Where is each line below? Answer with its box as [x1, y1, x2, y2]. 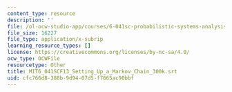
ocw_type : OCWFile [7, 55, 60, 62]
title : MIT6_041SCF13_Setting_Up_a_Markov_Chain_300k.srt [7, 68, 177, 75]
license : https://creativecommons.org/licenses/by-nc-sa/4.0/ [7, 49, 190, 56]
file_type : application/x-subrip [7, 36, 104, 43]
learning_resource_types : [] [7, 42, 91, 49]
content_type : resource [7, 10, 76, 17]
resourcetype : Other [7, 62, 67, 68]
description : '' [7, 17, 54, 24]
